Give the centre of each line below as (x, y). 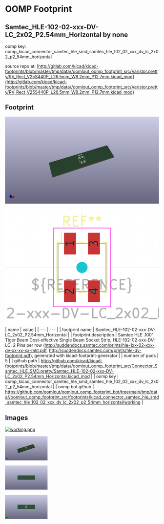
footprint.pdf (18, 356)
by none (115, 34)
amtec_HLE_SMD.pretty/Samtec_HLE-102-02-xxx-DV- (59, 371)
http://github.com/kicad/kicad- (72, 361)
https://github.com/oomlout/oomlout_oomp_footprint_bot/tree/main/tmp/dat (81, 392)
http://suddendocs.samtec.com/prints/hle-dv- (95, 351)
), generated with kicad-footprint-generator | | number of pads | (94, 356)
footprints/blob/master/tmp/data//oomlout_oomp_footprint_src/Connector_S (81, 366)
